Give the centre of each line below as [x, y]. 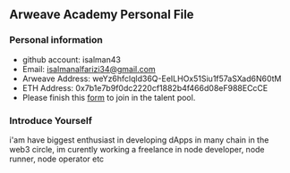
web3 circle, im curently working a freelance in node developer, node [137, 149]
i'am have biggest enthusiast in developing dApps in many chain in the [139, 140]
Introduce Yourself [51, 120]
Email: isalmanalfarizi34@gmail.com [89, 69]
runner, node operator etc [57, 159]
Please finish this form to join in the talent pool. [109, 97]
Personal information [56, 40]
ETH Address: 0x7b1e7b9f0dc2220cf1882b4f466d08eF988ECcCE [145, 87]
